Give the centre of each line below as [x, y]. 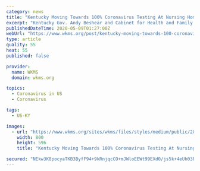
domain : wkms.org [33, 78]
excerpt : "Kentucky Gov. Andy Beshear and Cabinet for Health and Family [100, 23]
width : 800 [30, 137]
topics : [16, 88]
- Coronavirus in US [37, 94]
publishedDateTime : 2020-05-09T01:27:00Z [58, 28]
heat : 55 [17, 50]
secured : [17, 159]
